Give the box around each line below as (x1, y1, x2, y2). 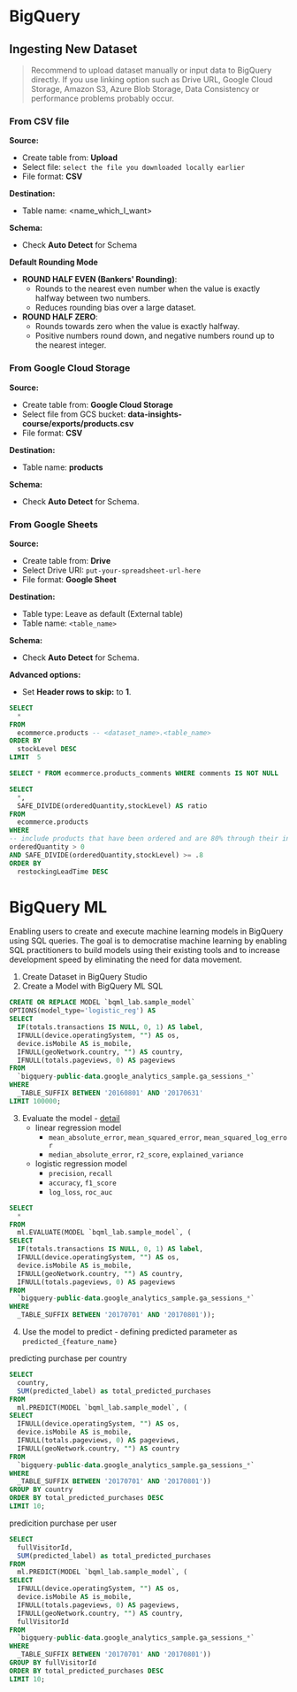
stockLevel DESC (17, 745, 77, 754)
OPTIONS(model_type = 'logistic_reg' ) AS (9, 1006, 156, 1015)
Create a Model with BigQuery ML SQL (21, 981, 164, 992)
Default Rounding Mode (9, 257, 99, 267)
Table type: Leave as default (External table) (21, 608, 184, 619)
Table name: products (21, 462, 103, 473)
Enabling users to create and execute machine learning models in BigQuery (9, 927, 284, 937)
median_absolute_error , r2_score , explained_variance (48, 1149, 244, 1159)
